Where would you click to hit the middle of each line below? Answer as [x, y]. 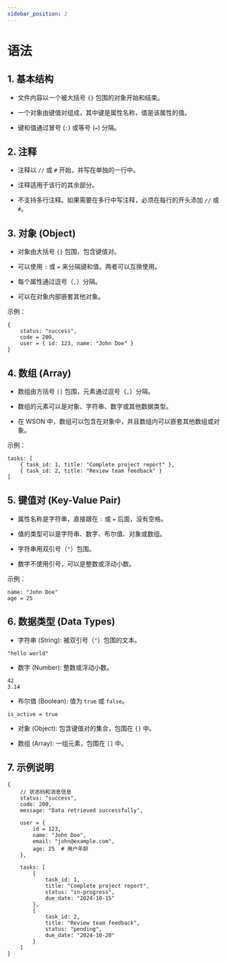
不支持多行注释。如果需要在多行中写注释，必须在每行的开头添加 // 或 [118, 200]
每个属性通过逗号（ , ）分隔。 [59, 282]
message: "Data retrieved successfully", [81, 810]
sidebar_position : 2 [38, 14]
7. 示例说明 [31, 767]
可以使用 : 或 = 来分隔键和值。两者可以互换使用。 [89, 267]
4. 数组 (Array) [39, 373]
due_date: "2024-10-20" [80, 935]
